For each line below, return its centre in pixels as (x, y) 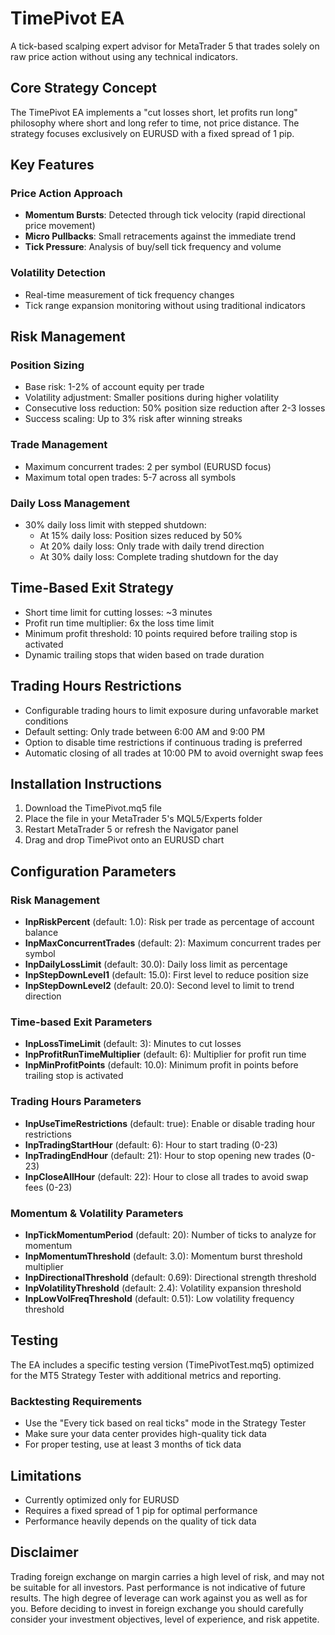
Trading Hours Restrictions (96, 686)
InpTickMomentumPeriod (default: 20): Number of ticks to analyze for (170, 1235)
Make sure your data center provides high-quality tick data (145, 1434)
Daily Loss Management (70, 503)
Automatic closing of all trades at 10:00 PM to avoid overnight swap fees (174, 753)
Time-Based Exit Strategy (92, 588)
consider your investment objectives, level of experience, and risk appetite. (165, 1619)
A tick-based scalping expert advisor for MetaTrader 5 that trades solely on (165, 46)
